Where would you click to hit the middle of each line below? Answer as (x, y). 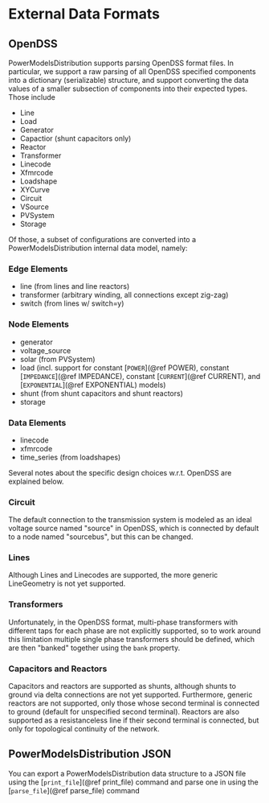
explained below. (36, 481)
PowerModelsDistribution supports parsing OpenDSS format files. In (121, 63)
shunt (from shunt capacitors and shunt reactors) (101, 393)
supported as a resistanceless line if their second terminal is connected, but (134, 720)
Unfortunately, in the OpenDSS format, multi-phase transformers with (123, 622)
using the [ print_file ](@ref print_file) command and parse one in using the (133, 782)
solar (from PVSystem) (57, 359)
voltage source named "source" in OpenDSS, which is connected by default (134, 529)
